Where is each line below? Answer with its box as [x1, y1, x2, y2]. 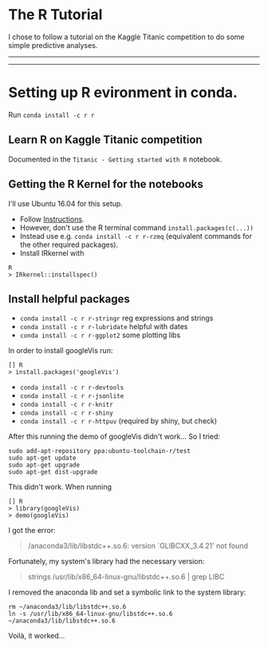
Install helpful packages [8, 292, 130, 305]
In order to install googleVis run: [8, 346, 113, 356]
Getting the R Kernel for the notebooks [8, 177, 203, 191]
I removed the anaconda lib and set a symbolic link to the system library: [8, 587, 246, 597]
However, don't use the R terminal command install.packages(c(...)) [19, 222, 254, 233]
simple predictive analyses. [8, 40, 98, 50]
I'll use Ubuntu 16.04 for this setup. [8, 198, 124, 209]
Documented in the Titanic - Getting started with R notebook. [8, 154, 223, 164]
